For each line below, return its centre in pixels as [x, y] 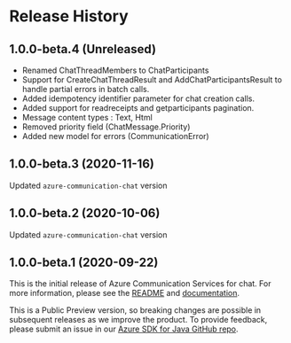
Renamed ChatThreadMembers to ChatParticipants [115, 70]
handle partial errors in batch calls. [86, 89]
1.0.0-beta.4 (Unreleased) [83, 49]
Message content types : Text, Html [87, 117]
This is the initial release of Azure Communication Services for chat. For [140, 284]
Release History [69, 16]
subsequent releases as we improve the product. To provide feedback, [138, 320]
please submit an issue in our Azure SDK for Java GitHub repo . [124, 329]
